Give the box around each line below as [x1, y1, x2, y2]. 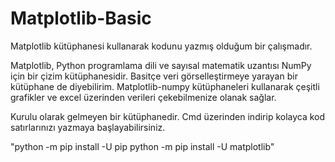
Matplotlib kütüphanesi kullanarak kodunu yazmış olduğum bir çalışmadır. [10, 40, 313, 52]
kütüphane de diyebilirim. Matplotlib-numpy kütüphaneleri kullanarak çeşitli [10, 80, 320, 92]
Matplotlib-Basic [10, 7, 152, 30]
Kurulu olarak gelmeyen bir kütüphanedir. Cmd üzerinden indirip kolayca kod [10, 110, 326, 122]
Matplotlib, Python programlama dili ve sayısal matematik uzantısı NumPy [10, 59, 312, 71]
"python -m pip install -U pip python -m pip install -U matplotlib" [10, 140, 275, 152]
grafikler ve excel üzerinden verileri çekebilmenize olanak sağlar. [10, 91, 277, 103]
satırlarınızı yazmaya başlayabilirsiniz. [10, 121, 166, 133]
